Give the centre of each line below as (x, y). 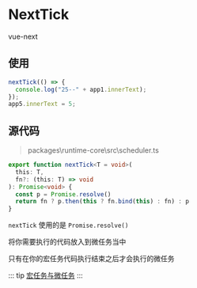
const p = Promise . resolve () (63, 194)
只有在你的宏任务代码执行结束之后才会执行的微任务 (91, 259)
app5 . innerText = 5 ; (42, 104)
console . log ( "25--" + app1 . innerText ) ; (81, 89)
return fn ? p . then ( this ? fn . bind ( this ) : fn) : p (102, 202)
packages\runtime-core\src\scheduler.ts (93, 150)
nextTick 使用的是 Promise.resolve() (68, 225)
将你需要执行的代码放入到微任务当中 (67, 242)
